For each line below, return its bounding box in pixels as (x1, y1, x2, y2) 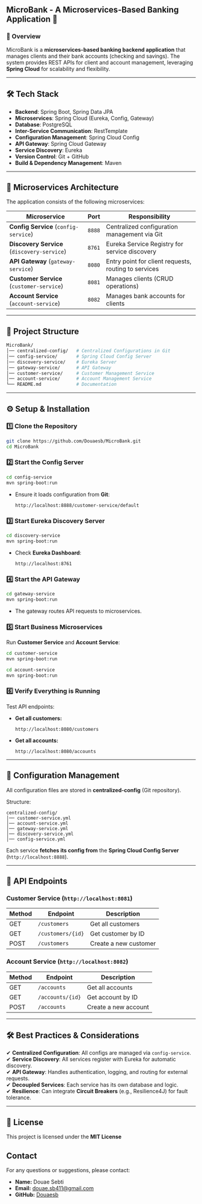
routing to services (106, 265, 159, 273)
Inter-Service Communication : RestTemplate (14, 127, 128, 134)
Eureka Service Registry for (106, 240, 183, 249)
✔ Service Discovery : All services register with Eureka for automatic (6, 1056, 176, 1063)
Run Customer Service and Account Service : (6, 639, 120, 646)
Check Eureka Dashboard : (14, 549, 82, 556)
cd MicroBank (6, 444, 39, 450)
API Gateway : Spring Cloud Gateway (14, 140, 107, 147)
